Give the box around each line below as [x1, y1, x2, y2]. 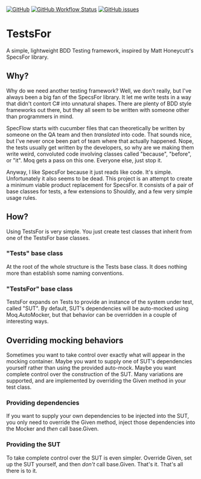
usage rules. [6, 194, 37, 201]
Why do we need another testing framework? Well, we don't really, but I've [6, 87, 192, 94]
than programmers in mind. [6, 113, 74, 120]
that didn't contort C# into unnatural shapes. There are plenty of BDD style [6, 100, 192, 107]
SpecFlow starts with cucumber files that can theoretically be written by [6, 124, 185, 131]
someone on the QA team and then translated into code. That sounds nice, [6, 131, 192, 138]
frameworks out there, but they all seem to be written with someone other [6, 106, 190, 113]
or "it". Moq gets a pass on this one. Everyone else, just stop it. [6, 156, 162, 164]
